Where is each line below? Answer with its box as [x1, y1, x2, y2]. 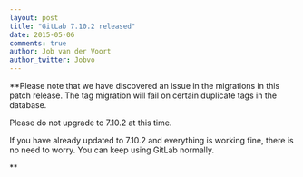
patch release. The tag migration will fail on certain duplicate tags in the [9, 90, 278, 101]
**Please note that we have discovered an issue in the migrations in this [9, 81, 280, 91]
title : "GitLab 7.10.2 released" [9, 22, 136, 31]
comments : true [9, 38, 67, 48]
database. [9, 100, 47, 110]
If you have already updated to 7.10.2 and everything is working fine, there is [9, 135, 294, 145]
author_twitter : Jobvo [9, 55, 95, 64]
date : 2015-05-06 [9, 30, 75, 39]
